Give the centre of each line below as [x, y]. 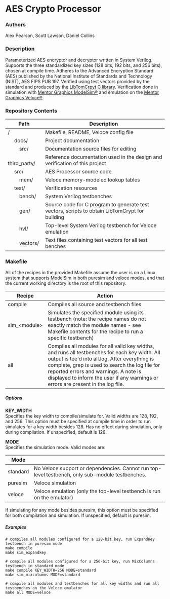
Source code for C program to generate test [97, 205]
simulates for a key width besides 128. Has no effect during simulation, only [84, 427]
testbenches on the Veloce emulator [44, 588]
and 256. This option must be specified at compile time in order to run [78, 422]
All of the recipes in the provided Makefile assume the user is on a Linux [80, 273]
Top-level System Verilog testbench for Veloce [101, 226]
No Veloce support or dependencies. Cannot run [91, 468]
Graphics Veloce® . [25, 97]
